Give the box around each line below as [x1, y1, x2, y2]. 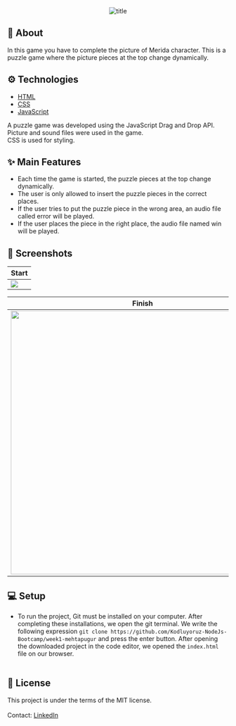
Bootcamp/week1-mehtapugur [17, 636, 97, 643]
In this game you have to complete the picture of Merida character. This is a [7, 46, 226, 54]
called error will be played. [17, 212, 95, 221]
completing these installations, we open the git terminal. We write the [17, 620, 218, 628]
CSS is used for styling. [7, 136, 75, 144]
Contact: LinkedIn [7, 711, 58, 719]
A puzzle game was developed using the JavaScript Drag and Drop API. [7, 121, 215, 129]
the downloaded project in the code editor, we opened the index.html [17, 642, 219, 651]
